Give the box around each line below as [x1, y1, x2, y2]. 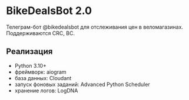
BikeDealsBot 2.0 [6, 4, 92, 18]
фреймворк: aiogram [14, 68, 67, 75]
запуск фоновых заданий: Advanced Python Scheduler [14, 81, 150, 88]
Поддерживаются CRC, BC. [6, 29, 75, 36]
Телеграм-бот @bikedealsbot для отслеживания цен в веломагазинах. [6, 23, 184, 30]
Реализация [6, 47, 53, 57]
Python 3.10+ [14, 62, 47, 69]
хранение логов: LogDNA [14, 87, 78, 94]
